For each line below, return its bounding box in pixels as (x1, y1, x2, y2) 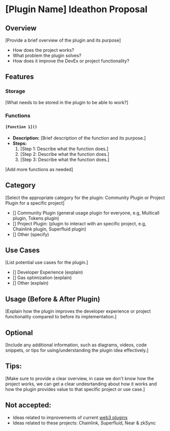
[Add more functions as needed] (5, 166, 74, 172)
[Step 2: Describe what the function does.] (20, 151, 110, 157)
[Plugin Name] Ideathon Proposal (5, 4, 148, 15)
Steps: (12, 140, 27, 146)
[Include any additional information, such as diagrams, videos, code (5, 342, 147, 348)
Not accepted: (5, 401, 52, 410)
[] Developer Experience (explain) (12, 269, 83, 275)
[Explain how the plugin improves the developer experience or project (5, 308, 151, 314)
